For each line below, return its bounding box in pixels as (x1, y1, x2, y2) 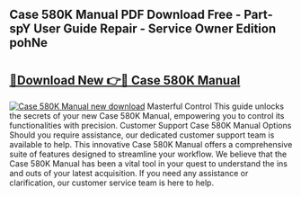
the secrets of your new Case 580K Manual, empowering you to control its (9, 111, 285, 121)
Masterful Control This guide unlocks (146, 101, 285, 112)
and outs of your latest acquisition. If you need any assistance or (9, 168, 249, 178)
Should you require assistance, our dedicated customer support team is (9, 130, 275, 140)
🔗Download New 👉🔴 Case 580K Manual (9, 72, 241, 88)
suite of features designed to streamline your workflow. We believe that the (9, 148, 288, 159)
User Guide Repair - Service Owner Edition (32, 22, 277, 37)
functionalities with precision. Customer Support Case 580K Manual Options (9, 121, 292, 130)
